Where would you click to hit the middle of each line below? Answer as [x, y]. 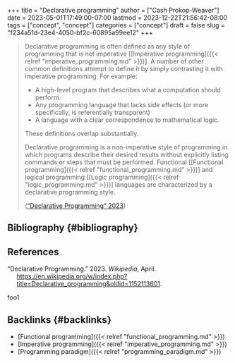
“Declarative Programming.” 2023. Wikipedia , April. [82, 269]
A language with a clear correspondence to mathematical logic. [127, 120]
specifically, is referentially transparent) [92, 112]
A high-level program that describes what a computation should [128, 90]
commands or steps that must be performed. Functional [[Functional [124, 162]
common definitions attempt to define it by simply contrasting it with [124, 69]
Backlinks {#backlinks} [59, 320]
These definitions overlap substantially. [82, 134]
